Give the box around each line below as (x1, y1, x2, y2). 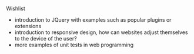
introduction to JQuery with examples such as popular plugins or (14, 16, 172, 23)
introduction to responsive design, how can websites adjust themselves (14, 29, 188, 36)
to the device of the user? (14, 35, 78, 42)
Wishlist (6, 5, 25, 12)
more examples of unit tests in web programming (14, 41, 134, 48)
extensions (14, 23, 42, 29)
